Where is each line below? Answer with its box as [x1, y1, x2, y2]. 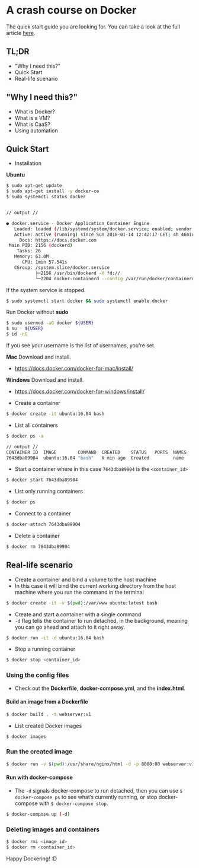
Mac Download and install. [6, 353, 71, 360]
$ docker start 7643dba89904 [6, 477, 78, 483]
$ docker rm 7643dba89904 [6, 544, 70, 550]
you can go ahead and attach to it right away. [14, 623, 126, 631]
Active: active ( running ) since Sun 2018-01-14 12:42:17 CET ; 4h [14, 232, 179, 237]
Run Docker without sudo [6, 309, 69, 316]
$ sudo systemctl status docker [6, 194, 86, 200]
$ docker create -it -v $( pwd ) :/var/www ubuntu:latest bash [6, 600, 158, 606]
